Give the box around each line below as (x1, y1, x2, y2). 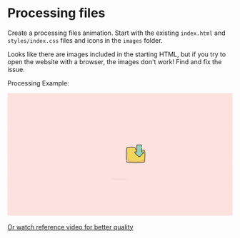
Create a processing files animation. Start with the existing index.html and (7, 29, 226, 37)
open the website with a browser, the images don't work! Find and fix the (7, 57, 222, 66)
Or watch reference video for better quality (7, 222, 134, 231)
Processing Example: (7, 78, 69, 87)
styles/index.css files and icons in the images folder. (7, 36, 163, 44)
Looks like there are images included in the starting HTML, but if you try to (7, 50, 226, 58)
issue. (7, 65, 25, 73)
